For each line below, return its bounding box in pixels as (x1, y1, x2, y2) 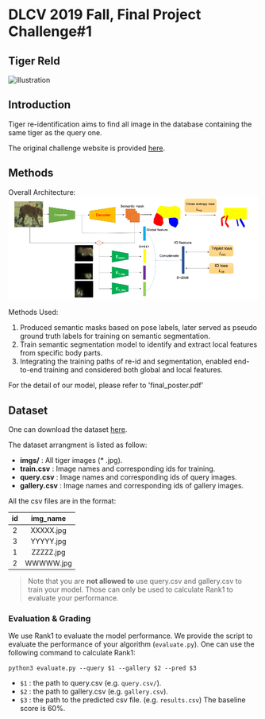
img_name (30, 514, 67, 523)
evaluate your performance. (27, 593, 119, 602)
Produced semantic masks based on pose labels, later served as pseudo (19, 323, 258, 332)
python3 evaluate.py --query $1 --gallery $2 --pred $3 (8, 664, 197, 673)
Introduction (8, 98, 71, 112)
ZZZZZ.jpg (31, 547, 66, 558)
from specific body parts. (19, 348, 103, 358)
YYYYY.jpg (30, 536, 67, 546)
